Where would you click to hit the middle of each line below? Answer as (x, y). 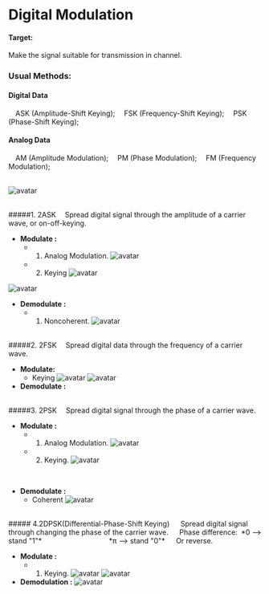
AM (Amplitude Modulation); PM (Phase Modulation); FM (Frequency (136, 157)
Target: (21, 37)
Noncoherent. (67, 321)
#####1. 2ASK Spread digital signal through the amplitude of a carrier (127, 214)
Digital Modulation (71, 15)
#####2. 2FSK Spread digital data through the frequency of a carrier (126, 345)
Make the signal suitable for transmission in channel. (95, 55)
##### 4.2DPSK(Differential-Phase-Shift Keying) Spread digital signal (128, 523)
